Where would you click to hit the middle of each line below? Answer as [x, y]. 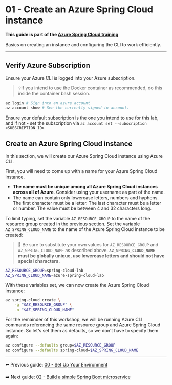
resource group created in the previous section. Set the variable [73, 224]
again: [12, 336]
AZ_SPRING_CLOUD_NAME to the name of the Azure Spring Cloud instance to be [85, 229]
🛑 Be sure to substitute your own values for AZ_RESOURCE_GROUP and [88, 245]
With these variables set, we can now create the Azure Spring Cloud [77, 285]
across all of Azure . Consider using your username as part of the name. [89, 192]
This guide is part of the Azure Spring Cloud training [62, 34]
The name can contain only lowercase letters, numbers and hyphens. [85, 198]
